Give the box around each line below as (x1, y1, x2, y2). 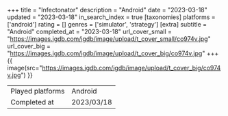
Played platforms (10, 87, 65, 96)
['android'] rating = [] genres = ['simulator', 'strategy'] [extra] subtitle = (7, 20, 207, 28)
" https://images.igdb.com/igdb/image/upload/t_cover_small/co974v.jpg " (7, 35, 211, 43)
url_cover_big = (7, 42, 51, 50)
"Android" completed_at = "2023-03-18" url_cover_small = (7, 27, 173, 35)
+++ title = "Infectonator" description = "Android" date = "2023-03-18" (7, 6, 207, 14)
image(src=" (7, 64, 42, 72)
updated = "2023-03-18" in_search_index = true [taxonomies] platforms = (7, 13, 216, 21)
